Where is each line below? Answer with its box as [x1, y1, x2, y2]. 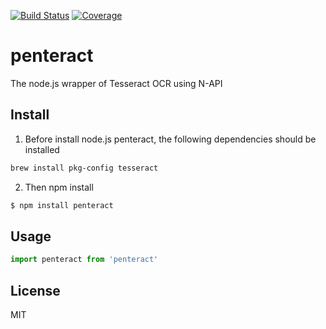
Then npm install [24, 181, 94, 193]
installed [24, 143, 60, 155]
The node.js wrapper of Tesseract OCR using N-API [10, 77, 223, 89]
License [10, 282, 61, 299]
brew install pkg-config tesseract [10, 163, 159, 173]
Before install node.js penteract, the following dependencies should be [24, 133, 317, 145]
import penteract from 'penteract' [10, 255, 159, 265]
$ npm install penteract [10, 200, 114, 210]
